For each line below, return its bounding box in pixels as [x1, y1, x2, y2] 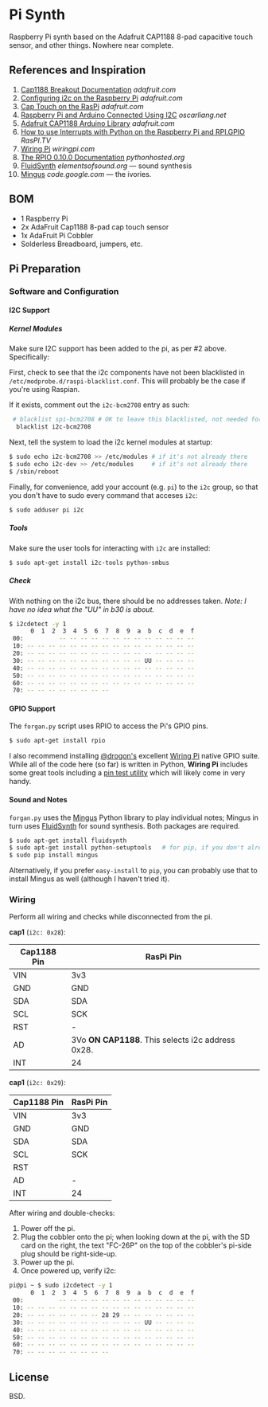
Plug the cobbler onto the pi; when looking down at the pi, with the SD [20, 1233, 251, 1242]
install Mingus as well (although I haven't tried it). [9, 874, 170, 884]
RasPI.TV [20, 135, 51, 145]
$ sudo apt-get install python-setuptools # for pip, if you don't [9, 844, 245, 852]
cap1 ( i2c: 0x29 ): [9, 1078, 66, 1088]
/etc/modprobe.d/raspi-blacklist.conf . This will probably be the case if [9, 376, 246, 386]
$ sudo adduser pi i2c [9, 506, 84, 514]
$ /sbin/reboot [9, 468, 60, 476]
